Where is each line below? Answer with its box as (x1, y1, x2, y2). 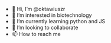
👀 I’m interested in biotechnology (11, 12, 92, 19)
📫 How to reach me (11, 31, 61, 37)
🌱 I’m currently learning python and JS (11, 18, 106, 24)
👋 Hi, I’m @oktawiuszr (11, 6, 66, 12)
